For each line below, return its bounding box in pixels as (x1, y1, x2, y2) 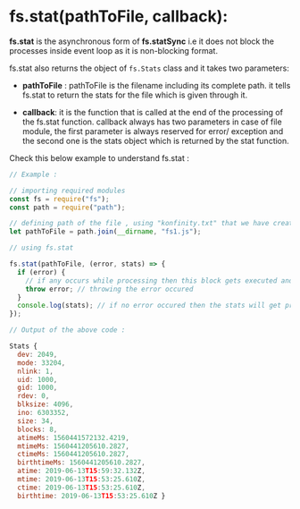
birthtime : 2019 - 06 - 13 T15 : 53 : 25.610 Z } (17, 491, 166, 500)
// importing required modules (9, 186, 126, 195)
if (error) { (17, 267, 66, 276)
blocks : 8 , (17, 425, 58, 434)
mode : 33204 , (17, 358, 66, 368)
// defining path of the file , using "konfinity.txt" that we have (9, 219, 270, 228)
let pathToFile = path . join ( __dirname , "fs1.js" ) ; (9, 227, 202, 236)
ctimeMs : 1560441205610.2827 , (17, 450, 129, 459)
